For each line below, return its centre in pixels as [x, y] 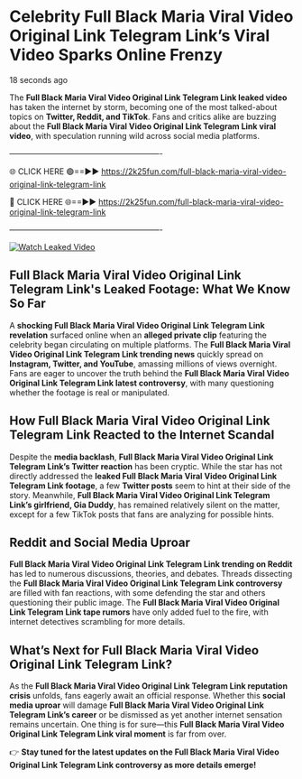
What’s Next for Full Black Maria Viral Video [134, 650]
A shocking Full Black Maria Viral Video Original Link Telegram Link [137, 325]
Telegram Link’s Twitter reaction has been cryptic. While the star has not [146, 466]
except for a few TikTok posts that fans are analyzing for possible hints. [142, 514]
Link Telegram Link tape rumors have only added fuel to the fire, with [139, 612]
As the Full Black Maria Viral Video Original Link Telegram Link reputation [149, 686]
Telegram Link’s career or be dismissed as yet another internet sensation [146, 715]
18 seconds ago [39, 79]
